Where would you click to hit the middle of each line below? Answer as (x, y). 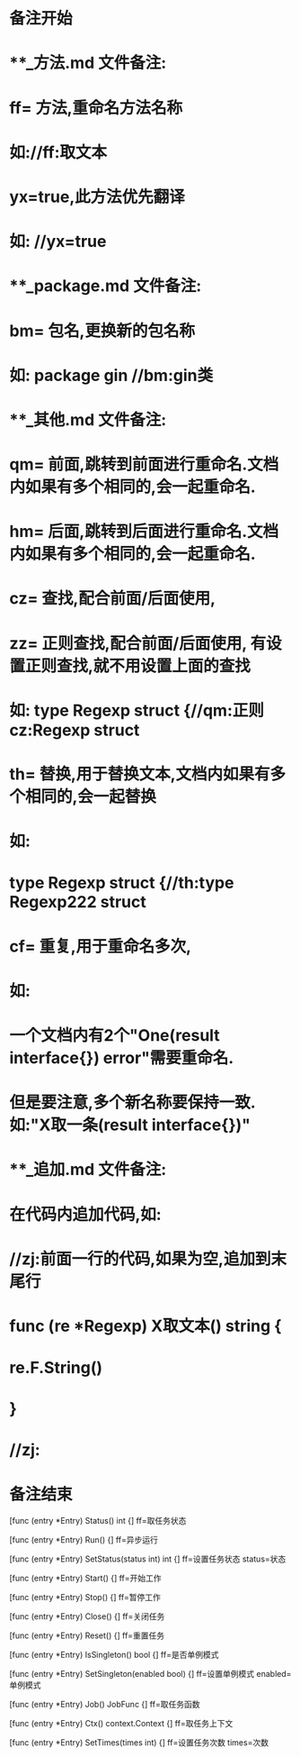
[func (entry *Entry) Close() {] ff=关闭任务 (87, 1616)
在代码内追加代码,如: (85, 1214)
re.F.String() (56, 1368)
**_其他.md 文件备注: (88, 419)
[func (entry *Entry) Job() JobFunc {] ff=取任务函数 (105, 1705)
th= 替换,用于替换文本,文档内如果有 (140, 774)
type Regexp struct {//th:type (122, 883)
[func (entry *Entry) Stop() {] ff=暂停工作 (85, 1598)
